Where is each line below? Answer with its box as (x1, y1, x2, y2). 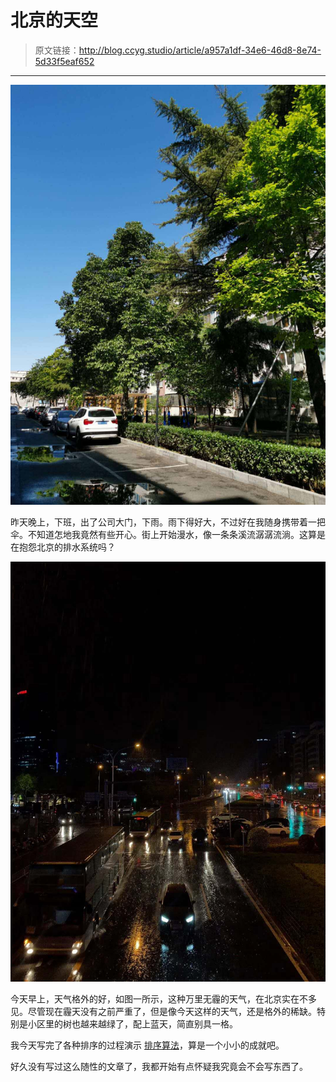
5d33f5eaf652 (34, 55, 95, 67)
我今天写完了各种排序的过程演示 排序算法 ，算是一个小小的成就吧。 (10, 1039, 285, 1051)
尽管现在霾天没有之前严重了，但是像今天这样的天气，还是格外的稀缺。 (27, 1005, 317, 1017)
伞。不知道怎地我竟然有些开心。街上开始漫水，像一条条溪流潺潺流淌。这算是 (10, 528, 326, 540)
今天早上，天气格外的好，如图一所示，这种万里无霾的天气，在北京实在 (10, 992, 300, 1005)
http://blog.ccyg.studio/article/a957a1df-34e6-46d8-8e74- (78, 44, 322, 56)
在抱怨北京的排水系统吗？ (10, 541, 116, 553)
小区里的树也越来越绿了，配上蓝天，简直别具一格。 (27, 1017, 238, 1030)
